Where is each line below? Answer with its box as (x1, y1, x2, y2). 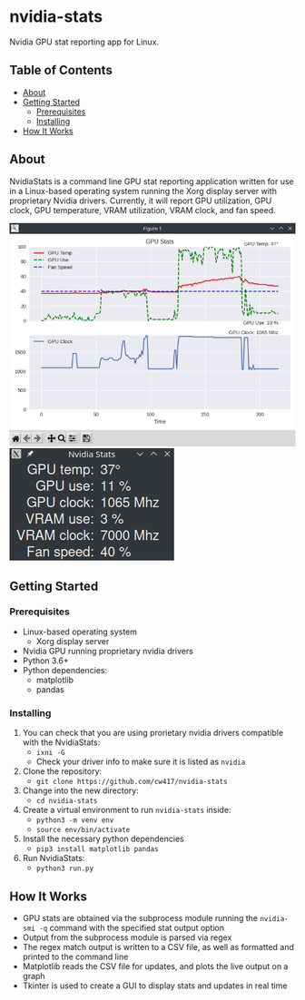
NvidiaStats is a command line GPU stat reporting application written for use (9, 175, 294, 187)
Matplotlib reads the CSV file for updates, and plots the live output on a (22, 960, 289, 972)
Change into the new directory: (22, 785, 139, 796)
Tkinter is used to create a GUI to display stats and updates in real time (22, 980, 288, 991)
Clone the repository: (22, 766, 103, 777)
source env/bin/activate (35, 826, 131, 835)
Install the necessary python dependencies (22, 833, 184, 845)
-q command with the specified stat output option (39, 922, 225, 933)
